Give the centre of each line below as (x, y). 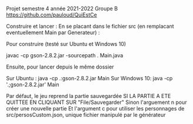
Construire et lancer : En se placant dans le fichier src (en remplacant (90, 26)
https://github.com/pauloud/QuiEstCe (51, 15)
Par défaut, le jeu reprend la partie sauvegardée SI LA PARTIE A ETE (89, 96)
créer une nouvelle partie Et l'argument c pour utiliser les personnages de (95, 108)
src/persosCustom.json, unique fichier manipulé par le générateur (86, 115)
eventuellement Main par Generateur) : (53, 32)
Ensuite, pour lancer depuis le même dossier (60, 67)
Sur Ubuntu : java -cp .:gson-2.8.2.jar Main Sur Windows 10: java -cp (89, 78)
